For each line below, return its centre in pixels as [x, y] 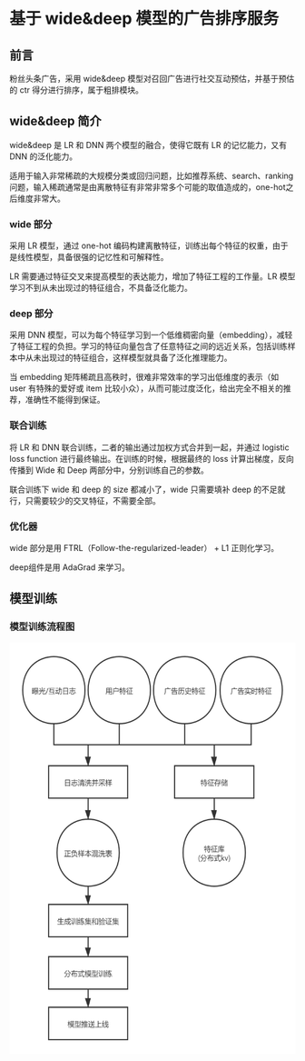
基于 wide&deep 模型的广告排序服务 [144, 19]
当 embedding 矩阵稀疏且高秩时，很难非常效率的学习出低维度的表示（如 [144, 377]
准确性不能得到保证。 [65, 400]
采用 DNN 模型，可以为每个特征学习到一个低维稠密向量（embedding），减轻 [151, 335]
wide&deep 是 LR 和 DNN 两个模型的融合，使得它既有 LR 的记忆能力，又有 [148, 145]
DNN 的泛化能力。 [44, 156]
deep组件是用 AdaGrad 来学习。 [69, 567]
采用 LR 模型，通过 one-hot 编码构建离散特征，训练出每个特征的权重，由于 [149, 245]
